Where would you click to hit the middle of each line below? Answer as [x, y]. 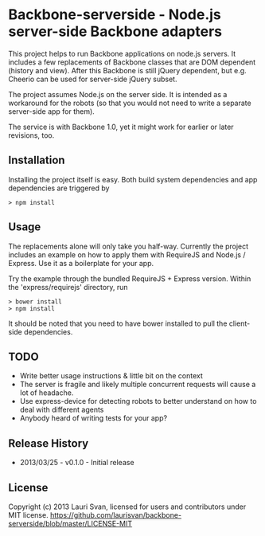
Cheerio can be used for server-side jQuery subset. [93, 79]
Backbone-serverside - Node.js [115, 15]
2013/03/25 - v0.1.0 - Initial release [77, 463]
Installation [37, 160]
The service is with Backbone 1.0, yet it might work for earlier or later [121, 127]
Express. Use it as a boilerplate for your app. [81, 263]
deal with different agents [62, 410]
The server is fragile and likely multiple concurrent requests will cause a [138, 385]
